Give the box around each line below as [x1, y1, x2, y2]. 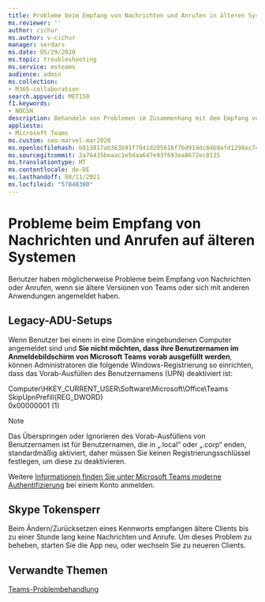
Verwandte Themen [8, 563, 108, 577]
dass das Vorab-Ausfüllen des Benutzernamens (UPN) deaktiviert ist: [8, 368, 233, 378]
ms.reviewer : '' [8, 19, 62, 27]
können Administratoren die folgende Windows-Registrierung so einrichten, [8, 360, 254, 370]
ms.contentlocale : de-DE [8, 166, 90, 174]
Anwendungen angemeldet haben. [8, 291, 121, 300]
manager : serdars [8, 41, 65, 49]
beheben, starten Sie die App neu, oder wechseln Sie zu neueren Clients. [8, 540, 246, 550]
